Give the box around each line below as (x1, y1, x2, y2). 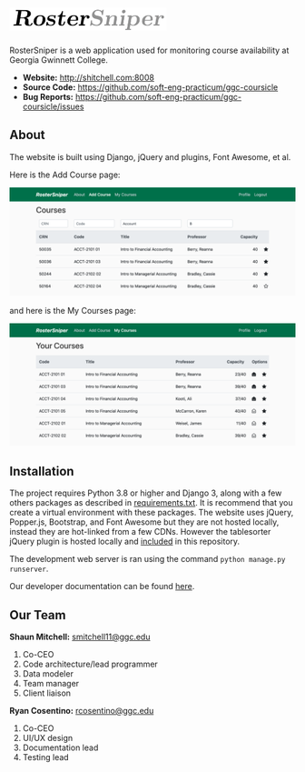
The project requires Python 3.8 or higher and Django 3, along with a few (9, 487, 282, 498)
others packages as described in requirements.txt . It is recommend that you (9, 497, 293, 508)
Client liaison (22, 687, 71, 698)
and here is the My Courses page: (9, 305, 136, 316)
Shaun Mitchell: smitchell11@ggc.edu (9, 631, 151, 642)
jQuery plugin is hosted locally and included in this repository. (9, 536, 241, 547)
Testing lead (22, 751, 70, 762)
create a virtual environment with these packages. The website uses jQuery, (9, 507, 294, 518)
